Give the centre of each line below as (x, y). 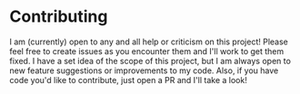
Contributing (59, 17)
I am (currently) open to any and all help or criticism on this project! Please (149, 42)
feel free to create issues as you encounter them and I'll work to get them (147, 51)
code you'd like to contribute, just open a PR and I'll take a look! (128, 80)
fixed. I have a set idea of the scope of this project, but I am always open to (150, 61)
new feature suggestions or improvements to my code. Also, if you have (144, 70)
